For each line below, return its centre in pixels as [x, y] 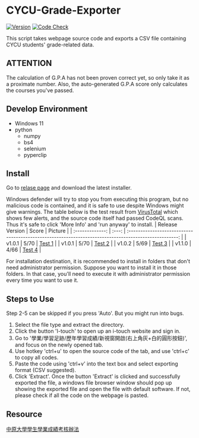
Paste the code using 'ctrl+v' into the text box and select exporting [96, 364]
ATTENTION [29, 63]
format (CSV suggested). [45, 370]
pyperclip [35, 155]
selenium [35, 149]
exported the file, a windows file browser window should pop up [93, 383]
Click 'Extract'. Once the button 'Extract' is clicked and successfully [97, 376]
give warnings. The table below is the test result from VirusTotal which [92, 212]
